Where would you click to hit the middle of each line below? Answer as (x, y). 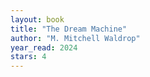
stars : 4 (28, 57)
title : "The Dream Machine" (69, 29)
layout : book (37, 19)
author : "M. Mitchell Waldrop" (75, 38)
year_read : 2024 (44, 47)
